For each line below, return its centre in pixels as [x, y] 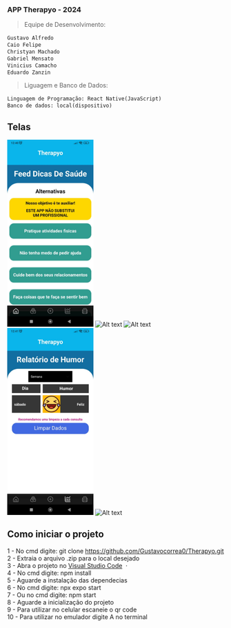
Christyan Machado [33, 52]
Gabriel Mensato [30, 59]
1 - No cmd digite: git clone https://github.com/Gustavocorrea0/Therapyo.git [115, 551]
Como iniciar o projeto [56, 535]
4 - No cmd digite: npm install [49, 573]
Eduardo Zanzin [29, 73]
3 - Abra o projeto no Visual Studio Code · [67, 565]
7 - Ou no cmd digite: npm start [52, 595]
